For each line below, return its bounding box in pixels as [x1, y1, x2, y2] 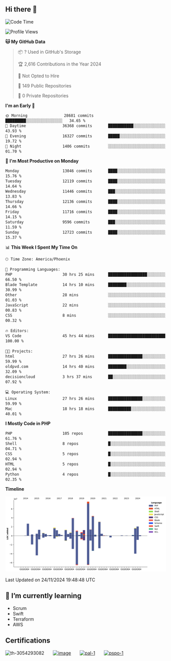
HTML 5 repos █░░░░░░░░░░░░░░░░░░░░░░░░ [5, 461, 166, 467]
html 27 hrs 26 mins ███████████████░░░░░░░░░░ [5, 354, 166, 359]
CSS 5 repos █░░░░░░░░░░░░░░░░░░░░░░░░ [5, 451, 166, 456]
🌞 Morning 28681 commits [5, 113, 94, 118]
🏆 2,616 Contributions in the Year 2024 [17, 61, 102, 67]
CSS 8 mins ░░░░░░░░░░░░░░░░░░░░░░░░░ [5, 313, 166, 318]
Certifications [5, 636, 51, 645]
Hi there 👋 [5, 5, 37, 14]
